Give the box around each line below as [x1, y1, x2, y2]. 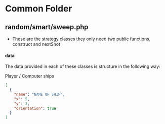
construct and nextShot [12, 41, 60, 47]
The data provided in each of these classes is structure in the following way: [5, 63, 161, 69]
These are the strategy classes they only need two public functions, [12, 36, 151, 42]
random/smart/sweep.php [5, 23, 89, 31]
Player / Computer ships [5, 73, 54, 79]
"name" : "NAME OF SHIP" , [14, 92, 65, 97]
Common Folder [5, 3, 73, 14]
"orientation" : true [14, 106, 56, 111]
